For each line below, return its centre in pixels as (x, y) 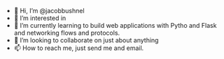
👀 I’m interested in (40, 18)
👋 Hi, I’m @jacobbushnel (49, 11)
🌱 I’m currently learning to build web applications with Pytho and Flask (115, 25)
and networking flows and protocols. (67, 33)
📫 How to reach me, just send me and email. (79, 48)
